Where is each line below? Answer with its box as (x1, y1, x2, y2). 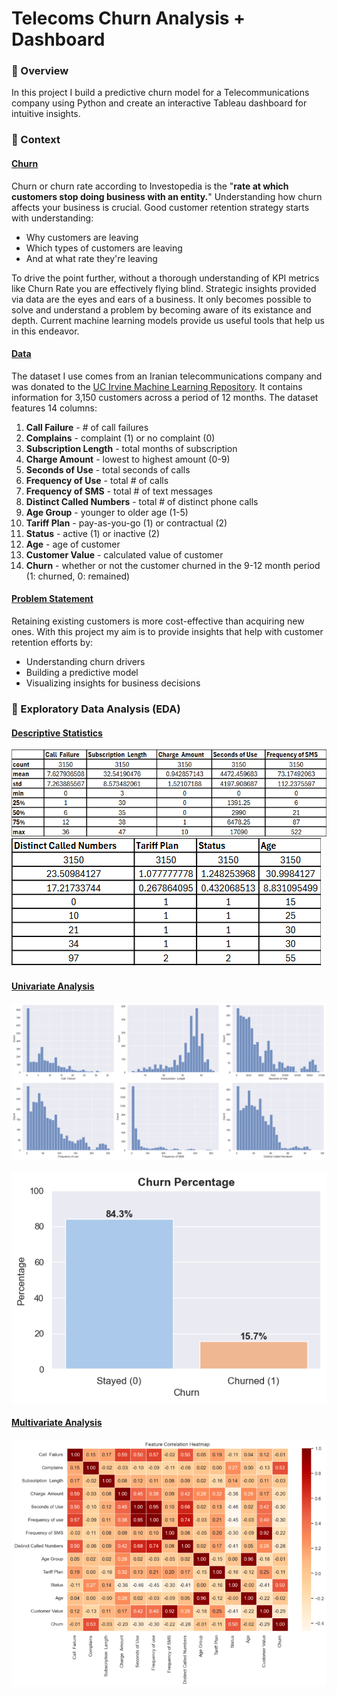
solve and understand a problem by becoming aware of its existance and (11, 303, 312, 316)
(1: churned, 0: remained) (25, 570, 131, 582)
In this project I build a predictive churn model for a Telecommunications (11, 87, 310, 99)
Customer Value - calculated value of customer (25, 548, 224, 561)
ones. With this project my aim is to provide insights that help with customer (11, 626, 324, 638)
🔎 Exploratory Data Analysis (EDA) (11, 702, 181, 716)
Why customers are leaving (25, 231, 139, 243)
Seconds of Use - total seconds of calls (25, 463, 191, 476)
